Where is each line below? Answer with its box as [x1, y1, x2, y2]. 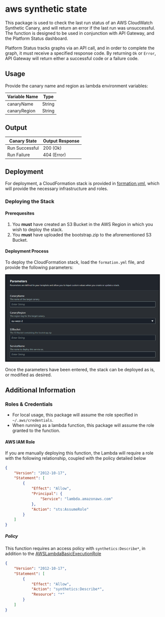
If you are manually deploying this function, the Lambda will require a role [5, 450, 154, 456]
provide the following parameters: [5, 264, 74, 270]
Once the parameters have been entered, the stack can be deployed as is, [5, 366, 155, 372]
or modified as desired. [5, 372, 52, 378]
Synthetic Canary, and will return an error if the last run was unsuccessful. [5, 25, 156, 31]
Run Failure [7, 152, 30, 158]
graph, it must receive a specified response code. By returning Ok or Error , [5, 50, 156, 56]
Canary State [9, 138, 37, 144]
